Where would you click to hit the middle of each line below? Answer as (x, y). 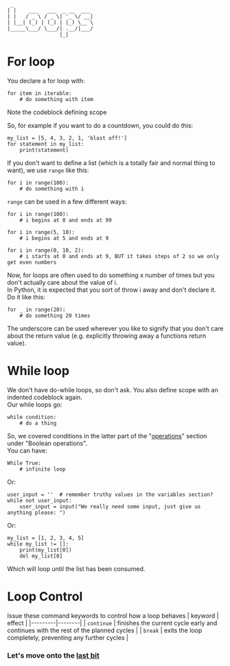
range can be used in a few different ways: (67, 202)
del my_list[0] (41, 556)
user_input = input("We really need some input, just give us (110, 506)
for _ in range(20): (37, 310)
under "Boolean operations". (47, 443)
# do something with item (57, 99)
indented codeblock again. (45, 397)
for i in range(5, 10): (41, 232)
